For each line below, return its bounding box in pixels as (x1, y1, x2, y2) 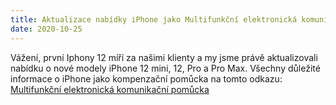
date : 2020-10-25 (10, 24, 83, 34)
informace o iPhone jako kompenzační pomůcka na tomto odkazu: (10, 72, 283, 85)
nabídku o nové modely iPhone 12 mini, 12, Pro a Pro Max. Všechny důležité (10, 62, 321, 74)
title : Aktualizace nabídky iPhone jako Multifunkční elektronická (10, 14, 298, 25)
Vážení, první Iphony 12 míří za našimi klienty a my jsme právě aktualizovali (10, 51, 318, 63)
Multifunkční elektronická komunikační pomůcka (10, 83, 210, 95)
